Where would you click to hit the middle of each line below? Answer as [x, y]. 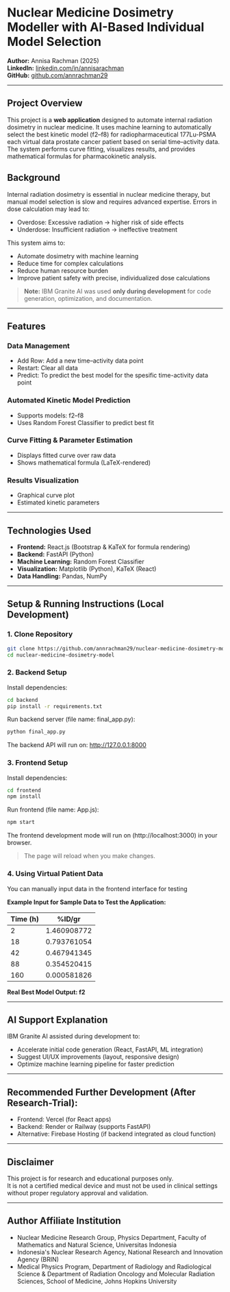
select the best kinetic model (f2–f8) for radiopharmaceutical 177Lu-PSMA [112, 134]
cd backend [23, 700]
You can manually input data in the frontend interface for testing [98, 888]
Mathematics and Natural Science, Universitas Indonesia [97, 1245]
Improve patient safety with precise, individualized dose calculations [113, 278]
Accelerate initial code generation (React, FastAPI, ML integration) [110, 1049]
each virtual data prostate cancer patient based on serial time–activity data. [114, 141]
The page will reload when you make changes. [90, 856]
